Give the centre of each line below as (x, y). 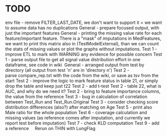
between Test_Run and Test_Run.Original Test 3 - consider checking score (82, 102)
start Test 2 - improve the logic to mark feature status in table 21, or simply (82, 81)
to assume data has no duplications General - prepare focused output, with (82, 27)
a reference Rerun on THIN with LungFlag (50, 128)
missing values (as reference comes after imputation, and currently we (78, 118)
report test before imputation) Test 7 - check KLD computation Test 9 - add (82, 123)
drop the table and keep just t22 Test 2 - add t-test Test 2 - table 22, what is (83, 86)
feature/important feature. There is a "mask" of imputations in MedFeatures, (83, 38)
